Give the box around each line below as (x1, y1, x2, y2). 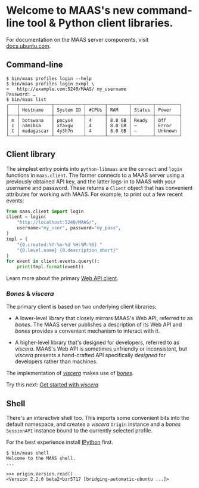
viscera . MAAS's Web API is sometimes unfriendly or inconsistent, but (14, 345, 188, 352)
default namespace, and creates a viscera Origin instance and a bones (6, 421, 181, 428)
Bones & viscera (6, 290, 54, 298)
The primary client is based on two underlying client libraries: (6, 303, 157, 311)
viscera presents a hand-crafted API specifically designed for (14, 352, 166, 359)
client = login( (6, 214, 46, 220)
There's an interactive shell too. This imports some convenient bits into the (6, 415, 189, 422)
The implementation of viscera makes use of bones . (6, 370, 134, 377)
